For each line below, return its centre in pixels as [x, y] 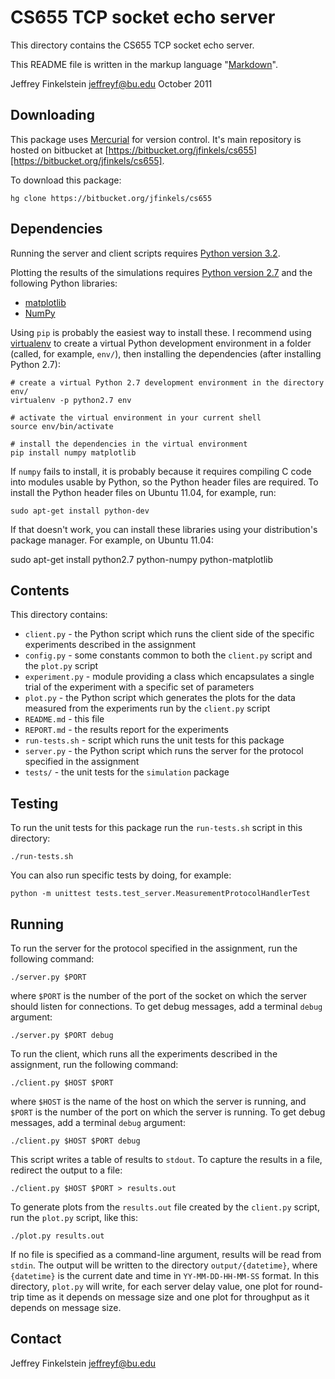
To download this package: [66, 180]
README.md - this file [64, 719]
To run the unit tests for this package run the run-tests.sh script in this [156, 828]
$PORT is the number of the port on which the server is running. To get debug [168, 1112]
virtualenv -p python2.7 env [71, 400]
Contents [40, 590]
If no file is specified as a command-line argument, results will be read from [166, 1254]
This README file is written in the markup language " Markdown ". [144, 64]
